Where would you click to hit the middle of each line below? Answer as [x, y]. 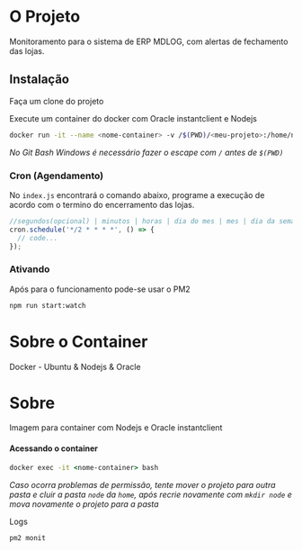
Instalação [40, 80]
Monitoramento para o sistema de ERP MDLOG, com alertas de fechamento [149, 41]
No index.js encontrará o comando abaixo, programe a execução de [137, 194]
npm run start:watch [48, 305]
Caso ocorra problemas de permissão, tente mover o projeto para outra [142, 484]
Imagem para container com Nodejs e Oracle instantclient [116, 428]
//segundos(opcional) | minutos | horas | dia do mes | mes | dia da [142, 221]
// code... [38, 238]
